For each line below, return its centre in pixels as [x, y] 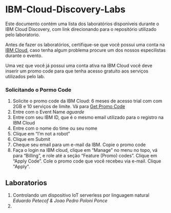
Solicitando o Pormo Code [38, 90]
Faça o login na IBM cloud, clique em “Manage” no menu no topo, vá [85, 150]
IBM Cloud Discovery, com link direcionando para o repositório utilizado [81, 29]
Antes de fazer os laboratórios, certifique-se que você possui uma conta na [85, 44]
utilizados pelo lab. [25, 76]
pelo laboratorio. [23, 34]
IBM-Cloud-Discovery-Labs [65, 10]
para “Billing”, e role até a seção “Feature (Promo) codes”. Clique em [85, 156]
